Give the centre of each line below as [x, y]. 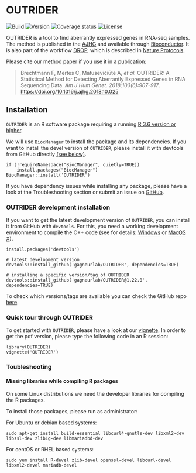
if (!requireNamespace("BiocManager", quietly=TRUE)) [73, 164]
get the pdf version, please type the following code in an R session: [87, 337]
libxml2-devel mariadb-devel [42, 465]
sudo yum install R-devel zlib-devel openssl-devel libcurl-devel [89, 460]
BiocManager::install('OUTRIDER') [48, 175]
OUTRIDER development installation [58, 207]
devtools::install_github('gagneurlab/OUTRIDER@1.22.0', [77, 280]
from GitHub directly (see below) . [46, 154]
